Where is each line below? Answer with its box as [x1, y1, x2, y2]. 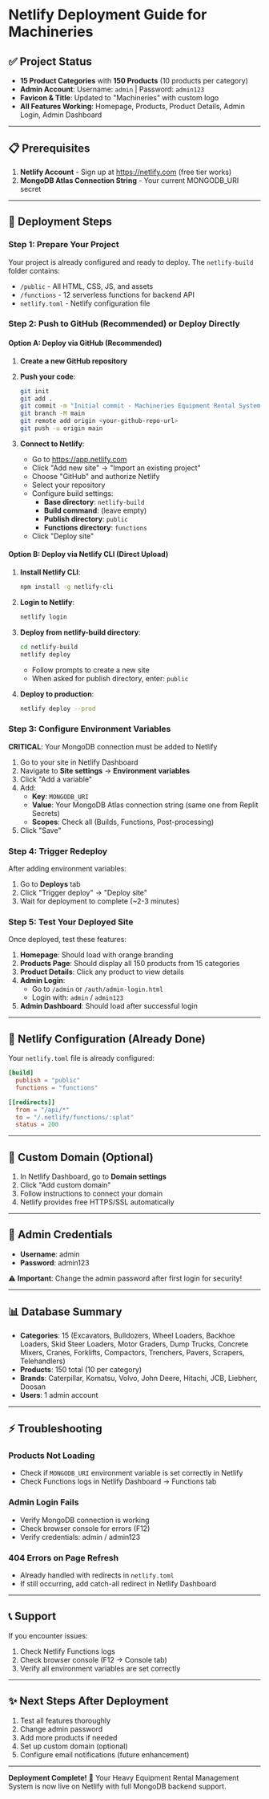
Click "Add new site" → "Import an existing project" [31, 463, 202, 473]
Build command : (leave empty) [43, 506, 147, 515]
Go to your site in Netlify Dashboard [19, 757, 139, 767]
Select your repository [31, 480, 106, 489]
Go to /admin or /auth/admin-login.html [31, 985, 164, 994]
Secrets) [31, 808, 60, 818]
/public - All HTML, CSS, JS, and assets [19, 281, 154, 290]
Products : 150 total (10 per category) [19, 1364, 143, 1374]
